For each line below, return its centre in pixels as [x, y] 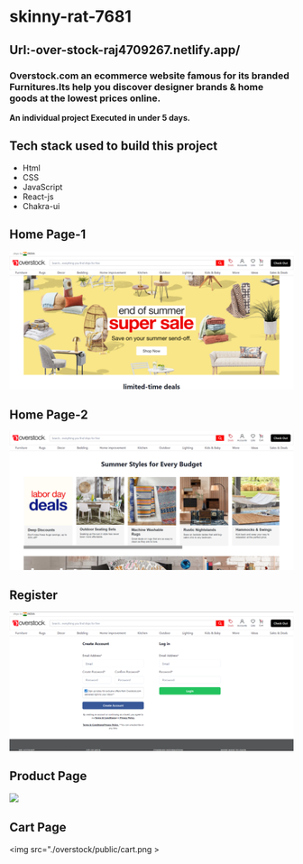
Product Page [48, 776]
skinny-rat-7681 [71, 17]
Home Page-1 [48, 235]
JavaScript [42, 187]
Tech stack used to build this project [114, 146]
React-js [38, 197]
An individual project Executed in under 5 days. [100, 117]
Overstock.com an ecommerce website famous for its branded [150, 76]
